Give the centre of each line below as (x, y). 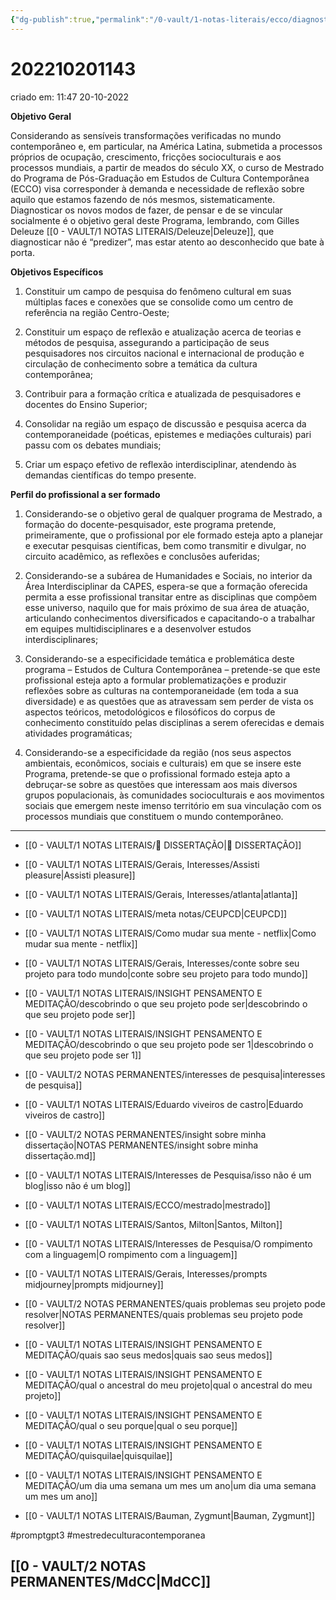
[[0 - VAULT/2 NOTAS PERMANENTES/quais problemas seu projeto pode (175, 1303)
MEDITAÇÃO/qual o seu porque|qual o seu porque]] (131, 1425)
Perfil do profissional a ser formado (85, 494)
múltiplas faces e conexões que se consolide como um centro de (159, 302)
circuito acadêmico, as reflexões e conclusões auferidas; (142, 556)
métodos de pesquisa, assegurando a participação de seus (147, 342)
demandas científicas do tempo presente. (110, 475)
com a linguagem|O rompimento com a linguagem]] (131, 1254)
